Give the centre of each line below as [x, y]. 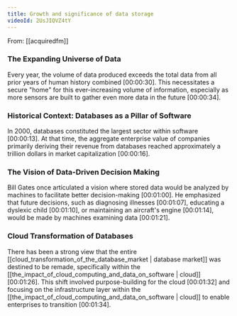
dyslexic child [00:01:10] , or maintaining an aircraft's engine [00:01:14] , [111, 210]
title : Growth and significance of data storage [81, 14]
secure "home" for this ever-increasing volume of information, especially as [118, 89]
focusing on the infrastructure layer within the [74, 289]
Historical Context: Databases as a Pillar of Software [99, 116]
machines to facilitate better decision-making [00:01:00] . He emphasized [114, 195]
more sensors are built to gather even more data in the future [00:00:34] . [114, 97]
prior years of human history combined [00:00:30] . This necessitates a [111, 82]
